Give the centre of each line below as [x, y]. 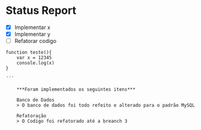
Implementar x [32, 27]
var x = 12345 [34, 58]
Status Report [41, 11]
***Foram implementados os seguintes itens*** [76, 89]
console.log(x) [36, 63]
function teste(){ [29, 53]
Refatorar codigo [35, 41]
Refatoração [31, 116]
